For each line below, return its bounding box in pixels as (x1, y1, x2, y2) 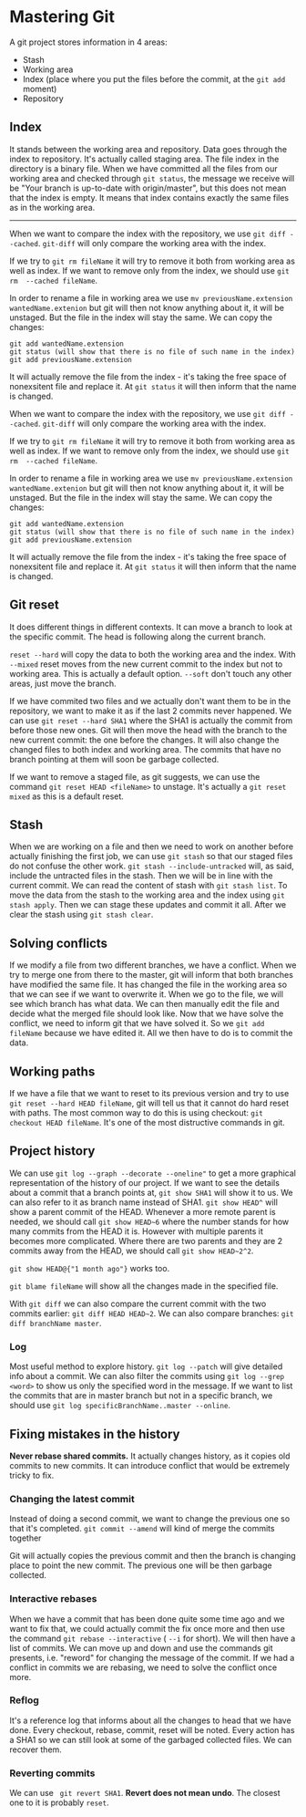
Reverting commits (9, 1767, 96, 1780)
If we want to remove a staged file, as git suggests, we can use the (9, 771, 260, 782)
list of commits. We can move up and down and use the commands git (9, 1642, 273, 1653)
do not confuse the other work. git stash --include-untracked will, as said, (9, 860, 294, 872)
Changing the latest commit (9, 1492, 135, 1505)
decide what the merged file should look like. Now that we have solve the (9, 1008, 284, 1019)
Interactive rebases (9, 1593, 97, 1605)
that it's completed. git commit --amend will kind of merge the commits (9, 1523, 275, 1534)
